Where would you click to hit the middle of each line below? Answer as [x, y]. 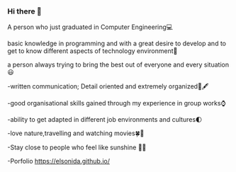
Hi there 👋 [25, 11]
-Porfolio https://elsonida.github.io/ [59, 161]
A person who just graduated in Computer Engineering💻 [90, 27]
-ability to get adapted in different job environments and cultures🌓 [105, 120]
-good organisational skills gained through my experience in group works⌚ [117, 103]
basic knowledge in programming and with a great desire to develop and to [117, 44]
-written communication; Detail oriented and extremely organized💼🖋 [108, 86]
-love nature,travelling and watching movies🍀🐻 [76, 133]
